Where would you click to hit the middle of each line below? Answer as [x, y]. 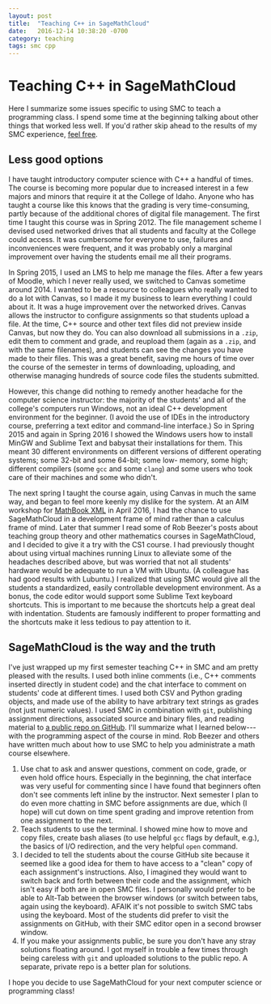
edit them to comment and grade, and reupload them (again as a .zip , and [132, 341]
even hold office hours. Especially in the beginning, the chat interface [136, 777]
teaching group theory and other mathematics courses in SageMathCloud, [132, 536]
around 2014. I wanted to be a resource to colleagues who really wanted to [133, 289]
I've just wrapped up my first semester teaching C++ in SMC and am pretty [133, 667]
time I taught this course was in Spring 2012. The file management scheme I [135, 222]
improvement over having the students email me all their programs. [120, 257]
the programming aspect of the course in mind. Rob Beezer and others [142, 736]
